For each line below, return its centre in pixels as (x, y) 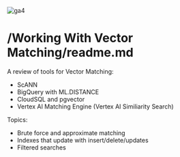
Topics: (17, 119)
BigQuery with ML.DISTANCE (58, 91)
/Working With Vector (70, 38)
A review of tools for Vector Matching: (60, 71)
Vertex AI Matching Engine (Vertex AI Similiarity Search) (95, 106)
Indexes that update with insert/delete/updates (82, 140)
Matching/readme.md (71, 53)
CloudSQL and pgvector (51, 99)
